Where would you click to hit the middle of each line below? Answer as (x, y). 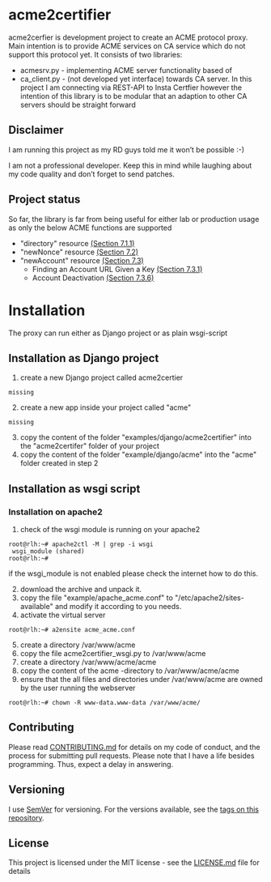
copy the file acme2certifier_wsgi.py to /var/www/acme (113, 653)
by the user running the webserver (78, 688)
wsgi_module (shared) (48, 552)
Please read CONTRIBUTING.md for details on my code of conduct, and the (134, 747)
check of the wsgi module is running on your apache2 (110, 529)
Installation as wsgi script (74, 489)
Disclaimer (36, 130)
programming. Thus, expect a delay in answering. (91, 764)
